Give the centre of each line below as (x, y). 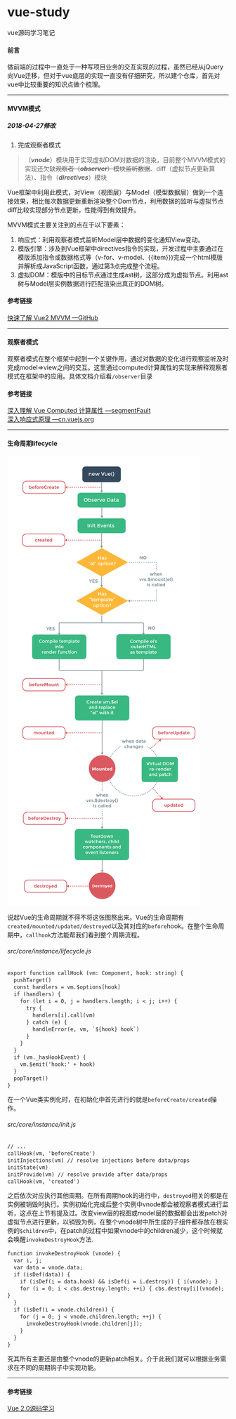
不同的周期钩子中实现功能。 (59, 1367)
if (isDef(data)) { (42, 1274)
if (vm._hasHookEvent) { (50, 1057)
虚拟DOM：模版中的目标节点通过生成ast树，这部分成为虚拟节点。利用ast (123, 275)
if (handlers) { (37, 994)
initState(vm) (28, 1167)
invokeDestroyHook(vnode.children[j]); (84, 1324)
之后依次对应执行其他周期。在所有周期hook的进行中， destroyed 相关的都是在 (118, 1195)
